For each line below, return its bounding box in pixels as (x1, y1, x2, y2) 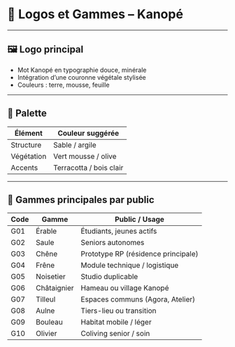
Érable (36, 227, 57, 236)
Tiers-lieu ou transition (80, 306, 157, 316)
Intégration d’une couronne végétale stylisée (17, 73, 146, 81)
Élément (14, 128, 43, 138)
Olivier (36, 329, 57, 339)
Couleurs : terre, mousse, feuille (17, 80, 110, 89)
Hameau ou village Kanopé (80, 283, 169, 293)
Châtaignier (36, 283, 75, 293)
